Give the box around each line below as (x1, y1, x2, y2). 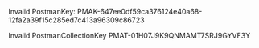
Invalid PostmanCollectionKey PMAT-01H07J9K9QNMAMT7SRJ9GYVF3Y (8, 31, 251, 40)
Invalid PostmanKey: (8, 7, 76, 16)
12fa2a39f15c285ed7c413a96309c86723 (8, 15, 145, 25)
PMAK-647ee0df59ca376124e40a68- (76, 7, 203, 16)
